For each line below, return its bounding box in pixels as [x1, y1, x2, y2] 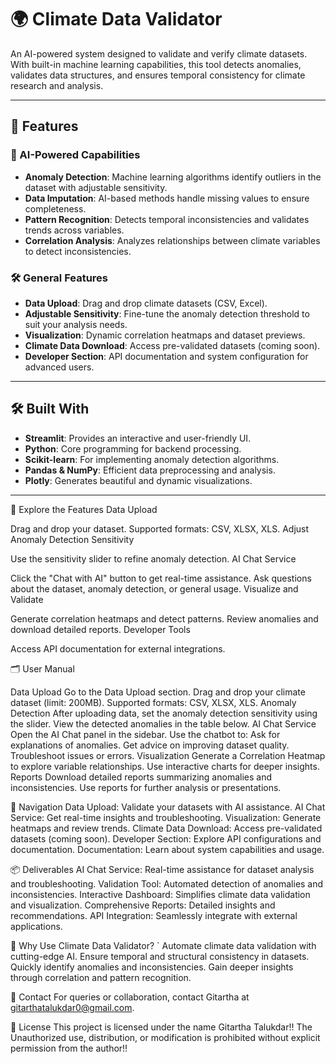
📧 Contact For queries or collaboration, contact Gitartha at [10, 991, 250, 1003]
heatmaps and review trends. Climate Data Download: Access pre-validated [10, 822, 323, 834]
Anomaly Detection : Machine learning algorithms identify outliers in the [24, 171, 322, 183]
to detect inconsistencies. [24, 245, 132, 257]
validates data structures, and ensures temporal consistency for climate [10, 69, 306, 81]
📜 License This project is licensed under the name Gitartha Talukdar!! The [10, 1021, 313, 1033]
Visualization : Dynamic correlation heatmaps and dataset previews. [24, 329, 306, 341]
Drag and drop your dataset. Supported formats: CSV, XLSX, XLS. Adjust [10, 522, 310, 535]
